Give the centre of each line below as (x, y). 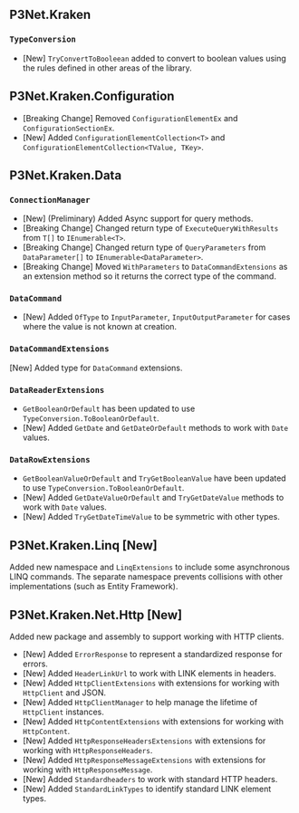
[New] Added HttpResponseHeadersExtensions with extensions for (144, 741)
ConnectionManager (50, 200)
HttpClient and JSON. (64, 693)
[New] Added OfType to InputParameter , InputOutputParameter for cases (156, 317)
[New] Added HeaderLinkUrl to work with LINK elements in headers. (149, 673)
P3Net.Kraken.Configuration (92, 96)
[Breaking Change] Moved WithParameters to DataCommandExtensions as (155, 267)
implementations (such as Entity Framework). (94, 587)
